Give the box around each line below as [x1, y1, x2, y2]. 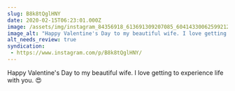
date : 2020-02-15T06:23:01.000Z [7, 17, 101, 24]
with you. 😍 [7, 76, 42, 84]
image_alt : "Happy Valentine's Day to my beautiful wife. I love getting [7, 29, 227, 37]
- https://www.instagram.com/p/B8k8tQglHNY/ [10, 50, 142, 57]
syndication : [7, 43, 45, 50]
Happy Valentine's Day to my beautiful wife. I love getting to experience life [7, 68, 224, 77]
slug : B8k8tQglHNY [7, 10, 61, 17]
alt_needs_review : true [7, 36, 77, 43]
